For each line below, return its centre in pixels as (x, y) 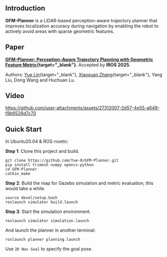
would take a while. (25, 189)
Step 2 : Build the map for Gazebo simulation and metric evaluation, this (79, 183)
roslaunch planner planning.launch (43, 240)
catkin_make (18, 174)
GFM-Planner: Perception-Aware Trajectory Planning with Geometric (79, 59)
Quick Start (24, 129)
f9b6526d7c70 (21, 113)
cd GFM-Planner (21, 169)
